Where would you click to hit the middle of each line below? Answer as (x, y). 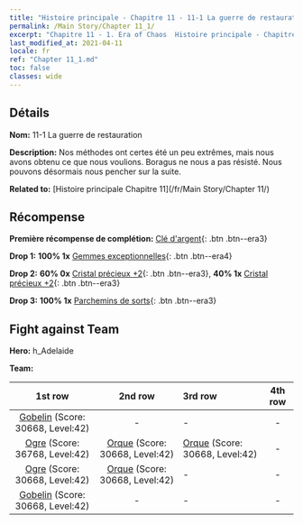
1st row (52, 396)
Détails (29, 113)
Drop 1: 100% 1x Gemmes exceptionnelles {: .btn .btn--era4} (121, 256)
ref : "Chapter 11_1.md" (54, 60)
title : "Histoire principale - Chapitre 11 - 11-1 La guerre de (133, 18)
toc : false (30, 69)
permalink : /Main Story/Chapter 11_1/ (82, 26)
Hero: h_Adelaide (41, 351)
